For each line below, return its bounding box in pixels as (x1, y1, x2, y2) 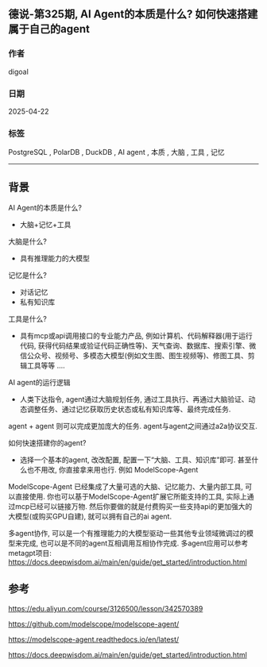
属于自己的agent (8, 22, 90, 36)
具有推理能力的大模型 (19, 253, 90, 264)
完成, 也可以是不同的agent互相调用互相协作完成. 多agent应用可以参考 (21, 538, 249, 548)
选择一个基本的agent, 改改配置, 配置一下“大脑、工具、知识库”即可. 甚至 (19, 455, 252, 465)
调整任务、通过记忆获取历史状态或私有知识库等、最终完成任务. (26, 404, 231, 414)
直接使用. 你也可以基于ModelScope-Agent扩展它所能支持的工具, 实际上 (14, 492, 248, 502)
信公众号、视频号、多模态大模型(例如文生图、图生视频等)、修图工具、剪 (19, 351, 256, 360)
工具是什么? (8, 314, 48, 324)
